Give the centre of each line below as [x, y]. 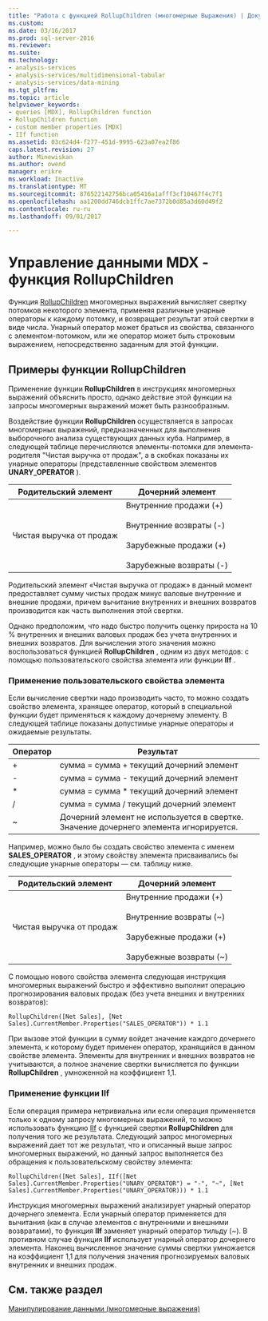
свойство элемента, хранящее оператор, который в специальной [120, 706]
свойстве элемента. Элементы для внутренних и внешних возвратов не [132, 1056]
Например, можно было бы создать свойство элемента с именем [122, 847]
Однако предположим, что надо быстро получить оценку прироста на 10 [133, 626]
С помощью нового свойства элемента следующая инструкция [117, 977]
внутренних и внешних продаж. [63, 1264]
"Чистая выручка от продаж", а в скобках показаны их [136, 455]
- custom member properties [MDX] [66, 127]
